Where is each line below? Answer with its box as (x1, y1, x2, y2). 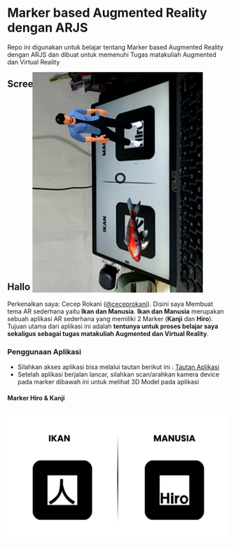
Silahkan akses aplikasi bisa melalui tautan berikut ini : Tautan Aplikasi (17, 363, 219, 372)
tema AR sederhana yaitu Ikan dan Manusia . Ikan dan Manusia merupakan (7, 307, 224, 316)
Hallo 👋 (7, 281, 88, 293)
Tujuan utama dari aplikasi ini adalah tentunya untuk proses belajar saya (7, 322, 219, 330)
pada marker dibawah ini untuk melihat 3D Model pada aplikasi (17, 378, 200, 386)
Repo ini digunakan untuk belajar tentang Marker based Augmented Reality (7, 43, 224, 51)
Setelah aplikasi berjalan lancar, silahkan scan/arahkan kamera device (17, 370, 220, 379)
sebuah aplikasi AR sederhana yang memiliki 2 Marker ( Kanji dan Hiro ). (7, 314, 214, 323)
